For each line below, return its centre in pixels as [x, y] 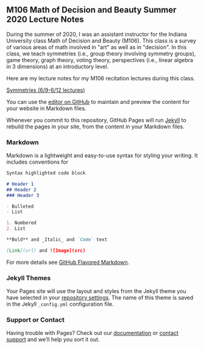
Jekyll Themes [29, 278]
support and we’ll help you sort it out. [53, 339]
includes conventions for [37, 162]
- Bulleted [20, 206]
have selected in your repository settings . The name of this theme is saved [100, 298]
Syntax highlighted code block [46, 173]
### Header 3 [23, 195]
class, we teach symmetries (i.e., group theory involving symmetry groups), [101, 54]
